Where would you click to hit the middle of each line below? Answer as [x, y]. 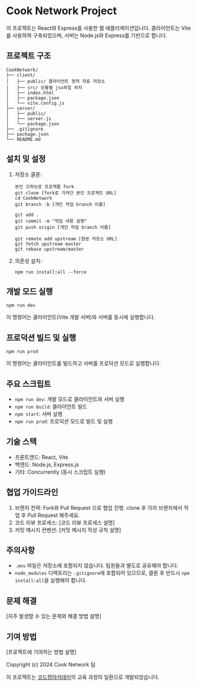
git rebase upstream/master [49, 249]
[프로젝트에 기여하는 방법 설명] [41, 652]
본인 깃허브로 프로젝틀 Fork [44, 187]
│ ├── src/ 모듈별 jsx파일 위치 [44, 88]
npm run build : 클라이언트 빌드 [51, 407]
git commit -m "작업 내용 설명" [51, 221]
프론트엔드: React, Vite [41, 457]
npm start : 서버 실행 [38, 414]
